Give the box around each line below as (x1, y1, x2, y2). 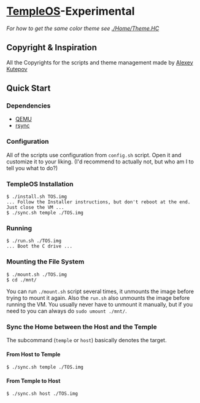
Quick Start (6, 83, 51, 93)
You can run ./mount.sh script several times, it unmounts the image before (6, 288, 194, 295)
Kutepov (6, 65, 28, 72)
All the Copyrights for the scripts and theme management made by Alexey (6, 58, 193, 66)
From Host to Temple (6, 350, 61, 358)
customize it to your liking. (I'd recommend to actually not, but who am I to (6, 158, 194, 165)
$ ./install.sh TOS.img (6, 194, 67, 200)
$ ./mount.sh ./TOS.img (6, 272, 67, 278)
